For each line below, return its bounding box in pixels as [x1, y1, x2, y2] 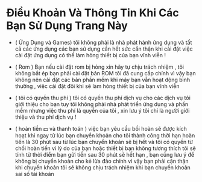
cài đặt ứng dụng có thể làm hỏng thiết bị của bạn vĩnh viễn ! [14, 51, 166, 58]
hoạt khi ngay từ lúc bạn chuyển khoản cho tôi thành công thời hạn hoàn [14, 131, 195, 139]
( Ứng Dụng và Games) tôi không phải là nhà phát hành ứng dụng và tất [14, 39, 192, 46]
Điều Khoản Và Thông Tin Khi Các [6, 6, 179, 20]
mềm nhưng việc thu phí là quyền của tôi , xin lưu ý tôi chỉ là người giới [14, 107, 190, 114]
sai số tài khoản [14, 170, 54, 177]
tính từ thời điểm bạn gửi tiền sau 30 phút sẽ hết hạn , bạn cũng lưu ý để [14, 151, 195, 158]
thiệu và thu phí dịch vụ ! [14, 113, 77, 121]
